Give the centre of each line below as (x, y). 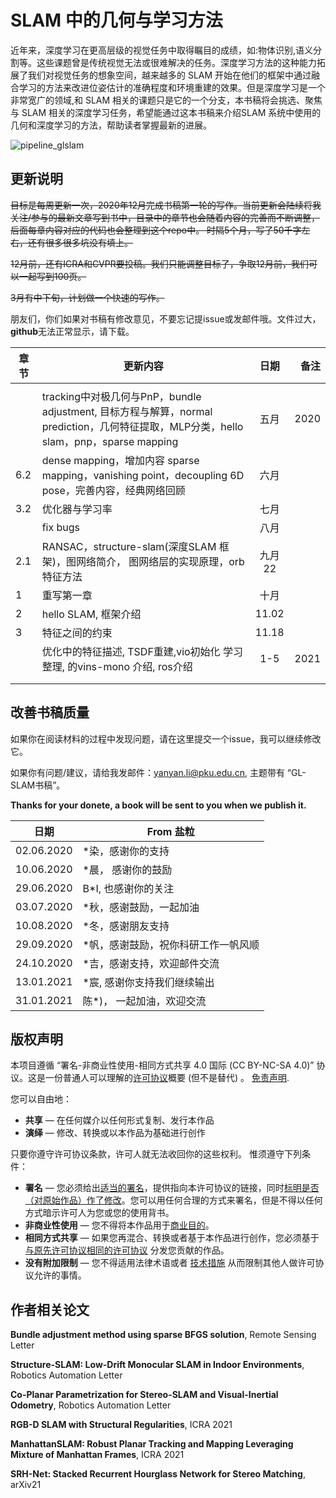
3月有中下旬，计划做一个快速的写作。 (87, 297)
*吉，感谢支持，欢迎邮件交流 (151, 963)
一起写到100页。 (52, 276)
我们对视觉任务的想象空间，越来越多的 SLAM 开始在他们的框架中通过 (169, 75)
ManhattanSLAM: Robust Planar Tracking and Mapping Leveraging (152, 1444)
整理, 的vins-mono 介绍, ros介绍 (117, 666)
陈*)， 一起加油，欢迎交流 (144, 1001)
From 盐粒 (170, 831)
